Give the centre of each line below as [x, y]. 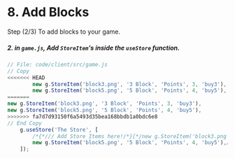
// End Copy [24, 123]
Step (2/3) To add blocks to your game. [64, 32]
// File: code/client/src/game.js [58, 64]
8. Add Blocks [48, 12]
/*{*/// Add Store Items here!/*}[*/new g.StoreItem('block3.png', [133, 136]
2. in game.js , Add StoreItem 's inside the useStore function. [94, 48]
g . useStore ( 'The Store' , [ [59, 130]
